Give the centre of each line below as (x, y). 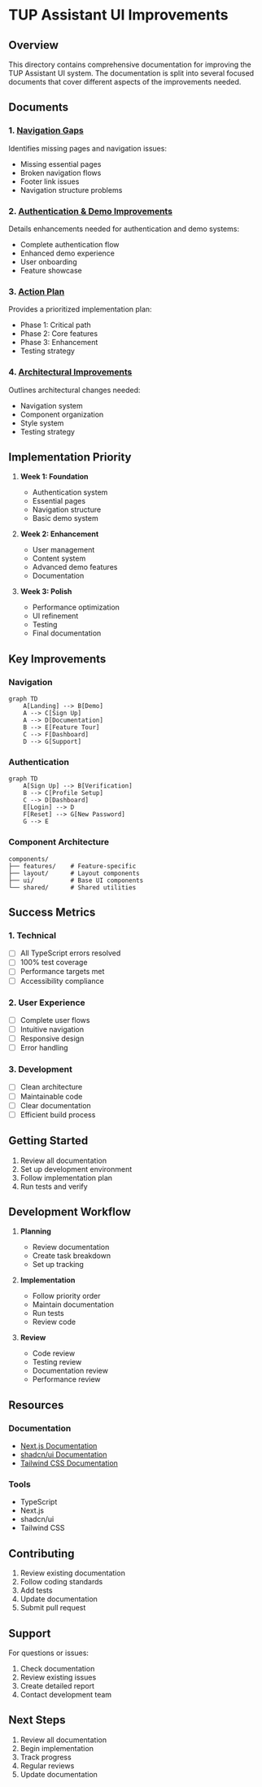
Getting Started (48, 1141)
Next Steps (37, 1720)
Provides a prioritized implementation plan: (80, 309)
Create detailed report (57, 1685)
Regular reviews (47, 1765)
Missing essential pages (61, 164)
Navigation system (51, 405)
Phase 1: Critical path (55, 325)
